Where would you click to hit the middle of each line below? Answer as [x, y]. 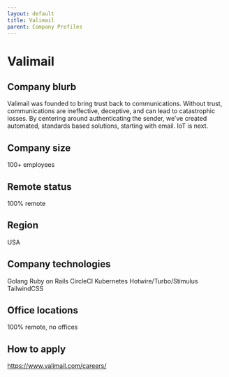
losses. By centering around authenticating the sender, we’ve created [107, 119]
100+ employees [31, 165]
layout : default [31, 14]
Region [23, 225]
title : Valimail [31, 20]
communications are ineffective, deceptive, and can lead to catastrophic [111, 111]
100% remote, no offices [43, 327]
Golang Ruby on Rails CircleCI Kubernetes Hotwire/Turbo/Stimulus [103, 281]
